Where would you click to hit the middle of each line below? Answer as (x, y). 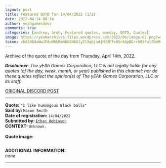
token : (12, 42)
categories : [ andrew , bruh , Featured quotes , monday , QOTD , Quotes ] (77, 33)
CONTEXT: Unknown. (26, 126)
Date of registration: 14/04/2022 (38, 115)
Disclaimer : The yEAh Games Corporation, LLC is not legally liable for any (81, 65)
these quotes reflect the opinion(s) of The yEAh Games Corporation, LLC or (82, 76)
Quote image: (19, 136)
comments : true (21, 28)
